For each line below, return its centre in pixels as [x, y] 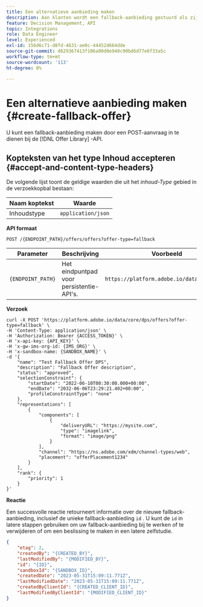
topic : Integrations [32, 29]
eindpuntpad [79, 272]
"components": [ [59, 415]
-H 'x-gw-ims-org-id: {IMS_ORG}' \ [51, 347]
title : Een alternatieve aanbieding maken [60, 12]
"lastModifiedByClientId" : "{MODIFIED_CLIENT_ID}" [82, 593]
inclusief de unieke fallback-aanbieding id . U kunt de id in [110, 518]
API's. [70, 294]
